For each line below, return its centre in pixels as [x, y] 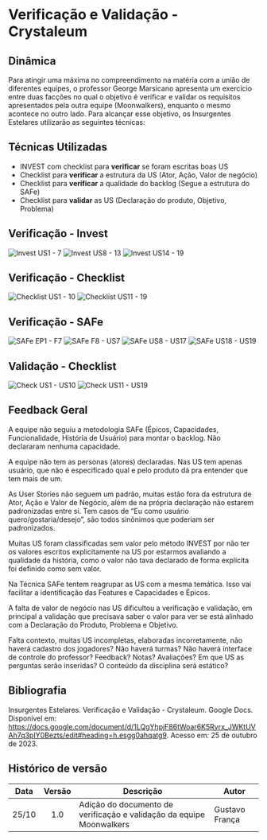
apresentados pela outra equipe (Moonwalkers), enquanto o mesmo [120, 105]
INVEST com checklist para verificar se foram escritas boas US [124, 166]
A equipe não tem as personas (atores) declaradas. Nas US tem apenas [125, 461]
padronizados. [32, 527]
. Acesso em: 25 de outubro [212, 735]
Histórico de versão [58, 769]
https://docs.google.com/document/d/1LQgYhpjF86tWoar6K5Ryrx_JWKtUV [132, 726]
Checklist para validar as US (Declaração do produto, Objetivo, [123, 200]
